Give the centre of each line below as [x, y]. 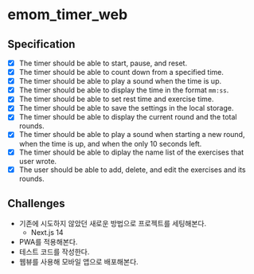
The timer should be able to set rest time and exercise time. [116, 99]
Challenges [36, 204]
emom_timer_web [68, 15]
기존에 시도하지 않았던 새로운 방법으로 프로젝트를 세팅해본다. [113, 224]
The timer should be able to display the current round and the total [128, 117]
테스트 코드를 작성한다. [54, 252]
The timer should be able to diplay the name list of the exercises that [131, 152]
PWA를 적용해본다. [48, 242]
